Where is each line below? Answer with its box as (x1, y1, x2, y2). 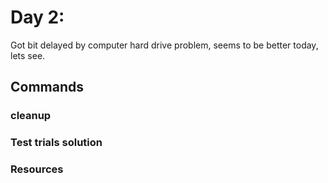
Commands (10, 79, 85, 96)
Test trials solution (10, 136, 103, 150)
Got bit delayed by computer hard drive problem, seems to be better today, (10, 39, 319, 51)
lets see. (10, 49, 46, 61)
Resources (10, 162, 64, 176)
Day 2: (10, 6, 65, 29)
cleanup (10, 109, 52, 123)
